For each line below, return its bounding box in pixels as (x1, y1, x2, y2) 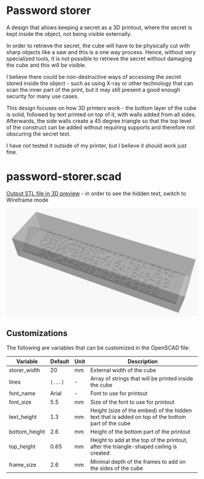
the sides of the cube (90, 464, 143, 472)
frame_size (8, 461, 36, 469)
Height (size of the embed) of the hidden (90, 407, 192, 414)
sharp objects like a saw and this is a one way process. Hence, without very (6, 48, 196, 55)
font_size (8, 398, 32, 405)
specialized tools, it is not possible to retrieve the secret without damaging (6, 55, 192, 62)
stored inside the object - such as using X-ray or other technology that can (6, 80, 194, 87)
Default (50, 357, 70, 365)
